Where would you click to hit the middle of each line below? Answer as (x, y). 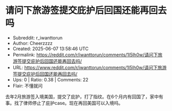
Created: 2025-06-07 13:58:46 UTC (50, 49)
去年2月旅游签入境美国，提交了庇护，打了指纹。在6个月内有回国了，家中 (82, 96)
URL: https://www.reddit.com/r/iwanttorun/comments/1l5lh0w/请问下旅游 (90, 68)
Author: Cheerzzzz (33, 43)
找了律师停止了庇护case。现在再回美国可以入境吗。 (69, 103)
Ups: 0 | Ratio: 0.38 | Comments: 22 (50, 79)
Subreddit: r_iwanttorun (38, 38)
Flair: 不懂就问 (27, 85)
